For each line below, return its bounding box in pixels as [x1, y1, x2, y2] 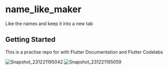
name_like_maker [5, 4, 82, 15]
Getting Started [5, 35, 56, 44]
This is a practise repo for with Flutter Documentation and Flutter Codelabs [5, 49, 163, 55]
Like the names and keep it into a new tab [5, 20, 93, 27]
